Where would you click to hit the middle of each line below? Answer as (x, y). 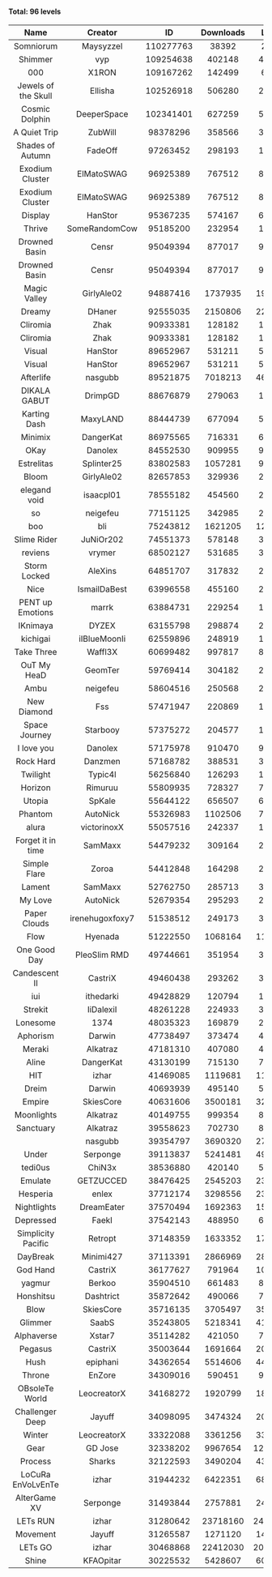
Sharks (102, 1461)
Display (36, 216)
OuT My (36, 665)
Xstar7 (102, 1336)
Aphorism (36, 1036)
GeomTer (102, 670)
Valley (36, 298)
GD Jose (102, 1448)
